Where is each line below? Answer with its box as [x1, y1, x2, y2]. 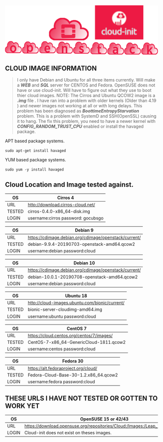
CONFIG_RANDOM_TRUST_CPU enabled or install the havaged [16, 123, 144, 129]
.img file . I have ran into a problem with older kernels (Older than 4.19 [16, 98, 157, 103]
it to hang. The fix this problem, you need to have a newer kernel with [16, 119, 156, 124]
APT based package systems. [5, 138, 65, 144]
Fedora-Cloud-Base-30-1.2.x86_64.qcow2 [27, 372, 118, 378]
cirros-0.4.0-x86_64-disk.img [27, 208, 90, 214]
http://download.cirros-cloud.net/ [27, 202, 96, 207]
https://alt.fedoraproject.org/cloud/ [27, 365, 98, 371]
